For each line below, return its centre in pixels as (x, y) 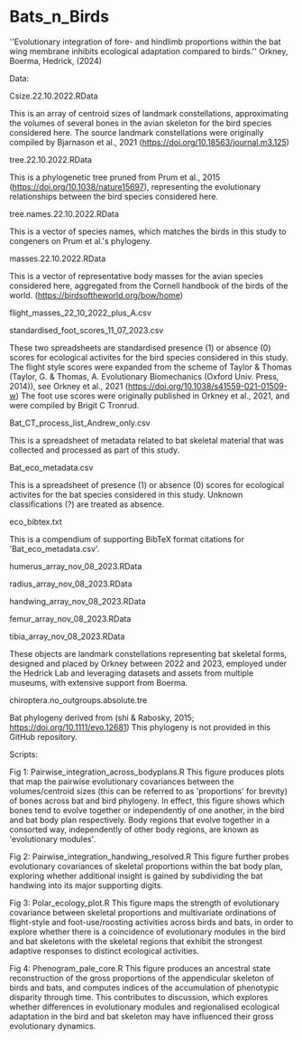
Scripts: (24, 754)
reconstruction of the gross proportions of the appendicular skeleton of (142, 978)
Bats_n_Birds (59, 17)
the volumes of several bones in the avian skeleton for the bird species (141, 123)
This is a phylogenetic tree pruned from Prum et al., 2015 (115, 177)
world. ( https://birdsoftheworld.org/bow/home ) (96, 295)
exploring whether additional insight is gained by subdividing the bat (136, 876)
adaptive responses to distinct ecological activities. (105, 951)
